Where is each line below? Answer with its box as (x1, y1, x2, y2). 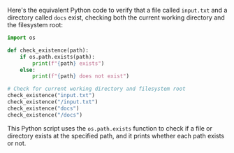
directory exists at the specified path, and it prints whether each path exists (7, 131, 225, 140)
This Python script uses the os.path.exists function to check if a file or (7, 124, 213, 132)
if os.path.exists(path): (20, 53, 96, 60)
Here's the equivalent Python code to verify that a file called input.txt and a (7, 6, 228, 14)
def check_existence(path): (7, 47, 89, 54)
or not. (7, 139, 27, 147)
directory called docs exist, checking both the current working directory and (7, 13, 225, 22)
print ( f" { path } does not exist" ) (32, 73, 130, 80)
